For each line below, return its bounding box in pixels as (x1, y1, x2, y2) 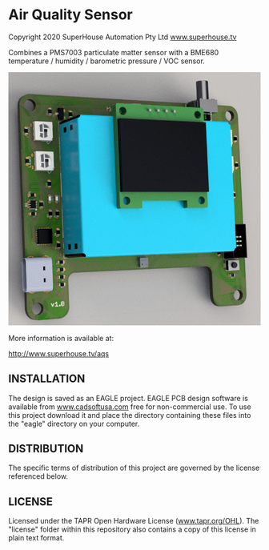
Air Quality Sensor (8, 6, 134, 24)
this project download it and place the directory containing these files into (8, 410, 251, 420)
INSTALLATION (8, 372, 86, 386)
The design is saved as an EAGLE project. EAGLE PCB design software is (8, 393, 248, 403)
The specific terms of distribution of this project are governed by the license (8, 463, 260, 473)
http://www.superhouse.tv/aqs (8, 348, 110, 358)
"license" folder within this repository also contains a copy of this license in (8, 524, 256, 534)
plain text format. (8, 533, 65, 543)
